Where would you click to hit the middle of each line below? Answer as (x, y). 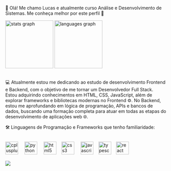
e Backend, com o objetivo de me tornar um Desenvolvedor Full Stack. (79, 90)
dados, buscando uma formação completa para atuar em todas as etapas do (86, 111)
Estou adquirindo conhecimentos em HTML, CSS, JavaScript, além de (79, 95)
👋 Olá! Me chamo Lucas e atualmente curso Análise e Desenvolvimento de (83, 8)
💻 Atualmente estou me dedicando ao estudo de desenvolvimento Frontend (86, 82)
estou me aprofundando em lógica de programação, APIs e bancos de (79, 106)
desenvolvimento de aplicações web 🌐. (47, 117)
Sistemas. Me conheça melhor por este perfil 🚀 (55, 13)
